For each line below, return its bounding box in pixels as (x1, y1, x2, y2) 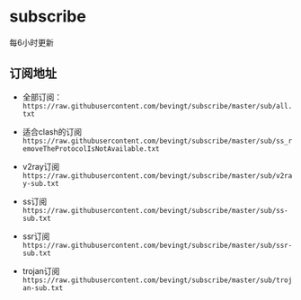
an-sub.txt (22, 283, 64, 293)
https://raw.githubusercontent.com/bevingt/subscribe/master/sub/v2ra (22, 171, 293, 181)
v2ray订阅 (22, 161, 60, 172)
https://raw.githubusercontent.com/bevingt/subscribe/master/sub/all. (22, 101, 293, 110)
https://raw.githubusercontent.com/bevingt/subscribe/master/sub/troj (22, 276, 293, 285)
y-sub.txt (22, 179, 60, 188)
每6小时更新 (9, 37, 54, 48)
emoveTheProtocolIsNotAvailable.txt (22, 144, 160, 154)
